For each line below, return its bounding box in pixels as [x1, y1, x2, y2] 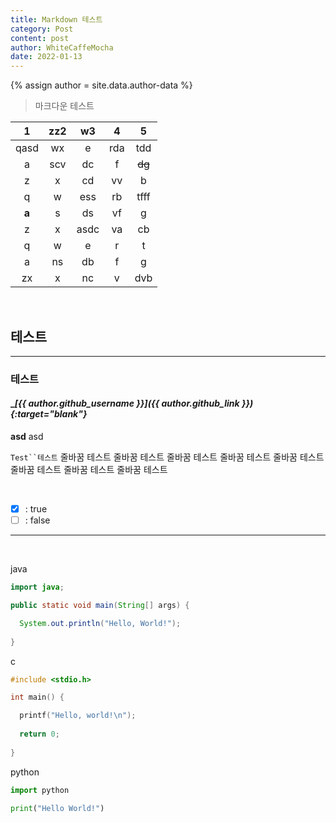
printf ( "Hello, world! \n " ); [19, 711, 137, 721]
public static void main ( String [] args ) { [10, 601, 190, 611]
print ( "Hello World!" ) [10, 803, 105, 813]
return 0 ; [19, 729, 60, 740]
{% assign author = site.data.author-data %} [10, 79, 193, 91]
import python [10, 785, 70, 795]
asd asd [10, 431, 44, 443]
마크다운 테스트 [34, 100, 95, 112]
